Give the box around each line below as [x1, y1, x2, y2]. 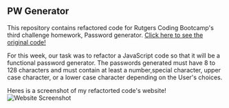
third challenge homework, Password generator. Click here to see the [7, 31, 204, 39]
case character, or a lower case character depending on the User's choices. [7, 73, 223, 81]
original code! [7, 38, 46, 46]
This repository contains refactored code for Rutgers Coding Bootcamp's [7, 23, 215, 31]
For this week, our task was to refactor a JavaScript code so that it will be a [7, 51, 220, 59]
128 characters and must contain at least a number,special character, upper [7, 66, 221, 74]
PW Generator [7, 5, 69, 17]
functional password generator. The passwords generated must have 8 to [7, 58, 215, 67]
